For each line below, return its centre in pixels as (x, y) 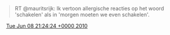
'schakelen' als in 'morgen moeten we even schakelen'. (82, 15)
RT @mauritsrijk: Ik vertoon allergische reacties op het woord (89, 8)
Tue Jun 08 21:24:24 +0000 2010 (46, 26)
